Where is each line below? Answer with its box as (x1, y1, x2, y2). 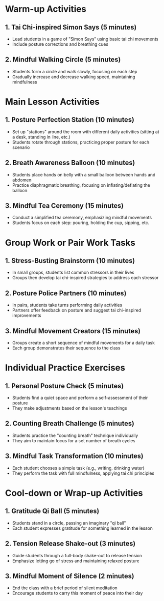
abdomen (12, 177, 32, 183)
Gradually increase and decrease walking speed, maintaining (12, 74, 136, 80)
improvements (12, 313, 42, 318)
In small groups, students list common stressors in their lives (12, 269, 135, 276)
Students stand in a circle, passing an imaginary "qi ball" (12, 520, 126, 526)
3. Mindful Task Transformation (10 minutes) (5, 452, 143, 460)
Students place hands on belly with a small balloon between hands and (12, 172, 156, 177)
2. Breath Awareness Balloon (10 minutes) (5, 159, 136, 167)
